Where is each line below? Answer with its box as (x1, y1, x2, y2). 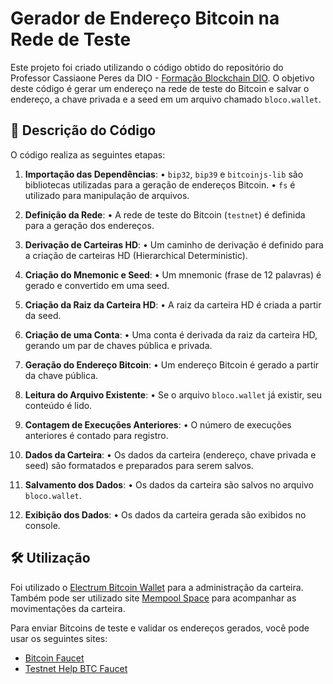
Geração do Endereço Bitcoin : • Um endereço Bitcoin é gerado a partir (24, 358, 320, 371)
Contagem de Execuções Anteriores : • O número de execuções (24, 418, 292, 431)
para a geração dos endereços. (24, 219, 155, 231)
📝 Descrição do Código (10, 122, 157, 139)
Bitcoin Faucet (24, 652, 85, 664)
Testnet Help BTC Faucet (24, 662, 128, 674)
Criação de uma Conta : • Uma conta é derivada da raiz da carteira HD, (24, 328, 318, 341)
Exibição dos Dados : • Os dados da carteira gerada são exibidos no (24, 508, 307, 521)
